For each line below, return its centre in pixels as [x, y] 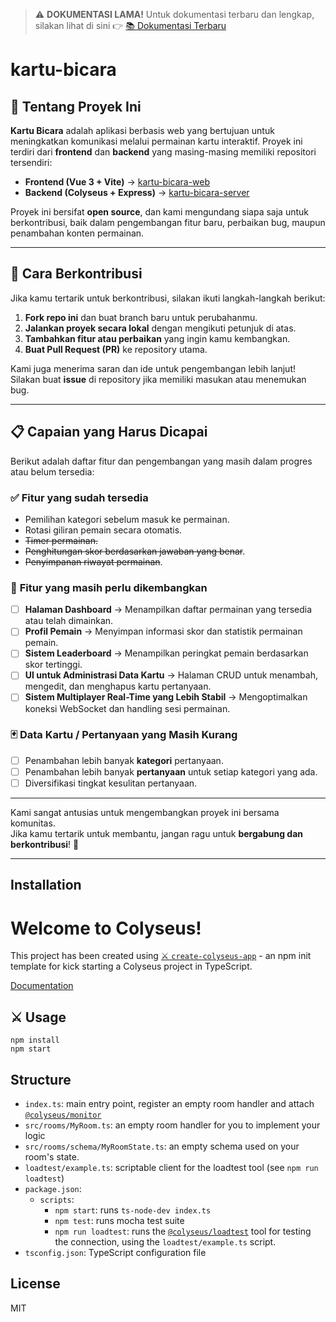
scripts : [57, 1199]
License [35, 1284]
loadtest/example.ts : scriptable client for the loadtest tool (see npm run [171, 1167]
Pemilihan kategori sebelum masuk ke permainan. [127, 519]
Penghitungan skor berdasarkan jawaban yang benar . [135, 551]
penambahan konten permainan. [77, 233]
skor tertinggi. [53, 665]
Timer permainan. [61, 540]
